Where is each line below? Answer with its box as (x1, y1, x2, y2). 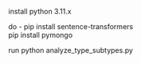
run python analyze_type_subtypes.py (8, 46, 134, 54)
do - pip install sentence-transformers (8, 22, 134, 31)
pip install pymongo (8, 31, 73, 39)
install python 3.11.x (8, 7, 72, 16)
